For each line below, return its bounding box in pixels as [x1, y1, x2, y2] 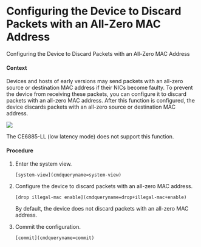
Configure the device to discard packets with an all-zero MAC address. [15, 183, 193, 190]
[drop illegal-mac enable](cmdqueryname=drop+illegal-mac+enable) [15, 194, 187, 201]
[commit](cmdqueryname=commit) [15, 235, 95, 241]
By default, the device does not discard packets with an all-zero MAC [15, 205, 189, 212]
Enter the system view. [15, 160, 72, 167]
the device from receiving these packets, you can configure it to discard [6, 90, 187, 98]
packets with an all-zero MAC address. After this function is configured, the [6, 97, 196, 104]
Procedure [6, 147, 33, 154]
